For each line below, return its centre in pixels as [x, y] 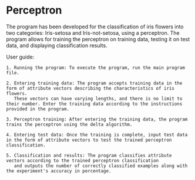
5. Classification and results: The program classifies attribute [89, 155]
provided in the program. [38, 109]
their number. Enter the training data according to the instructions [94, 104]
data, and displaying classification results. [57, 45]
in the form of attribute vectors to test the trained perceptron [89, 140]
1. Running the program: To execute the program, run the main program [95, 68]
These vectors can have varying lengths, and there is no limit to [98, 99]
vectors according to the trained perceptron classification [83, 161]
